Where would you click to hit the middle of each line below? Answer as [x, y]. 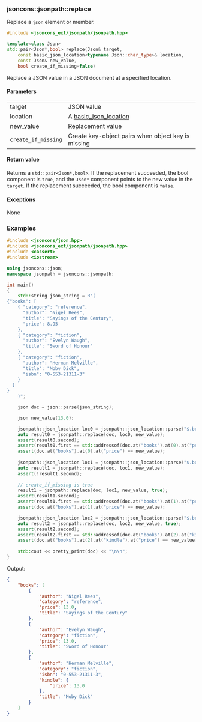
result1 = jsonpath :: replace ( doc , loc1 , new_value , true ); [93, 490]
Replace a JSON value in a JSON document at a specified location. [89, 77]
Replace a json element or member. [51, 22]
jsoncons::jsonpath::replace [49, 9]
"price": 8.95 [40, 324]
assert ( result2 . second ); [49, 529]
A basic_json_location [99, 116]
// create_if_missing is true [55, 485]
